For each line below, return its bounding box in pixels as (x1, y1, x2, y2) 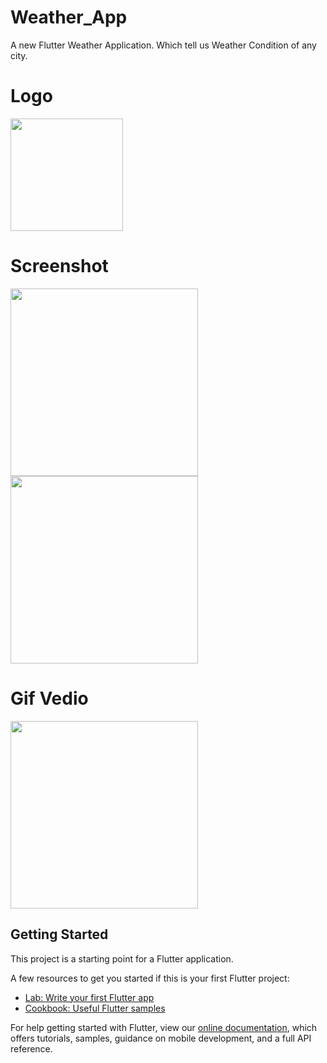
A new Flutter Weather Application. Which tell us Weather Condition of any (10, 39, 317, 51)
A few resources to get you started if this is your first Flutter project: (10, 972, 290, 984)
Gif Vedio (10, 687, 89, 710)
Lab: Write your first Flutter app (24, 991, 155, 1003)
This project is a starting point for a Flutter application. (10, 952, 234, 965)
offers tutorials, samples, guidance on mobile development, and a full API (10, 1032, 312, 1044)
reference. (10, 1042, 53, 1055)
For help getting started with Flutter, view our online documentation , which (10, 1021, 318, 1033)
